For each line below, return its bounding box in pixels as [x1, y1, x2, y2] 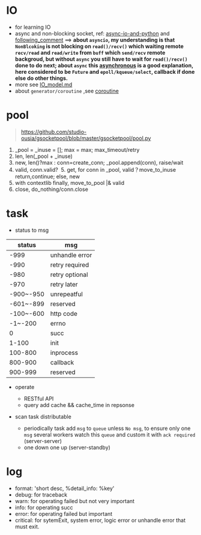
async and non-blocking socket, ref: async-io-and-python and [14, 29, 170, 37]
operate [14, 383, 35, 390]
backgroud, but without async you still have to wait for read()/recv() [14, 55, 188, 62]
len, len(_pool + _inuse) [14, 153, 73, 160]
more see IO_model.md [14, 80, 73, 88]
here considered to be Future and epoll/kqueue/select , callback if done [14, 68, 195, 75]
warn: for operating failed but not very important [14, 497, 135, 504]
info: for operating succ [14, 504, 73, 511]
